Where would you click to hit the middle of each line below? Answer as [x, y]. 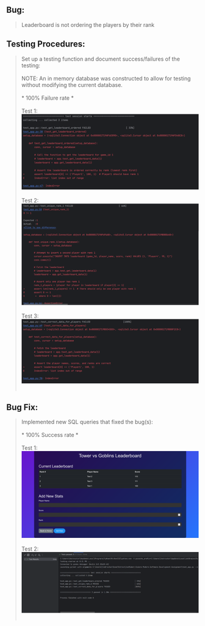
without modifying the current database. [72, 84]
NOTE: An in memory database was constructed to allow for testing [106, 78]
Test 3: [30, 316]
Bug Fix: [22, 407]
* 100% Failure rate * [48, 98]
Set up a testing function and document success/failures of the [100, 59]
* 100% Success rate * [50, 434]
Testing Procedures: [46, 44]
